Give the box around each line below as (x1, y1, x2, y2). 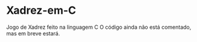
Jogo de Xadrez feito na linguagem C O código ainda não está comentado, (6, 23, 192, 31)
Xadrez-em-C (6, 4, 77, 17)
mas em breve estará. (6, 29, 60, 37)
